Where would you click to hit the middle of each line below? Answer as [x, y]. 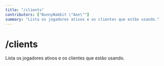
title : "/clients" [25, 10]
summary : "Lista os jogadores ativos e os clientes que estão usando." [82, 19]
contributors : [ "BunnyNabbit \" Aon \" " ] [47, 15]
